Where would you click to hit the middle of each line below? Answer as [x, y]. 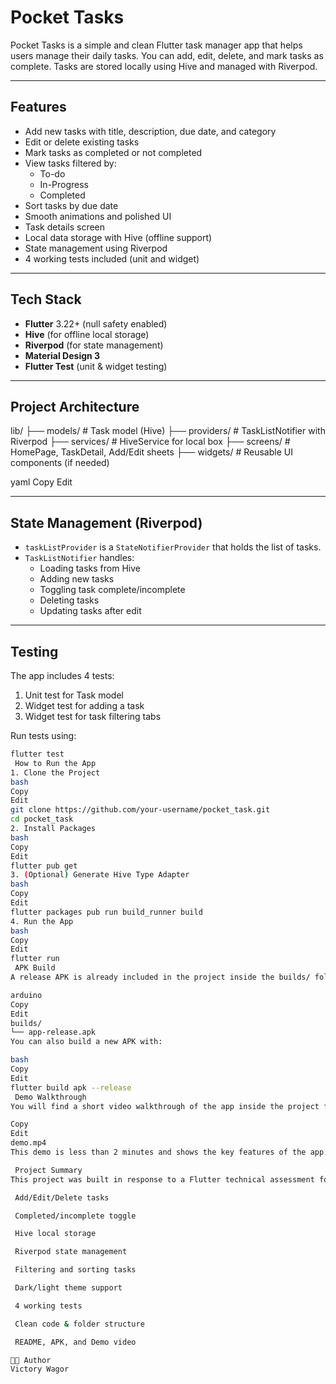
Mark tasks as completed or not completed [113, 152]
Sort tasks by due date [71, 205]
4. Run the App [42, 921]
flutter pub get [44, 866]
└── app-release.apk [53, 1032]
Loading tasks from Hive [90, 568]
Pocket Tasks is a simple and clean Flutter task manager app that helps [156, 45]
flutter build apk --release [71, 1087]
